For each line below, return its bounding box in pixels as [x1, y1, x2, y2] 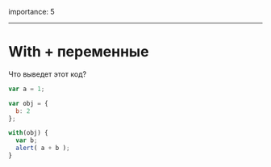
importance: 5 [8, 7, 55, 16]
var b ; [15, 136, 38, 144]
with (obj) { [8, 129, 48, 137]
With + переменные [8, 43, 149, 61]
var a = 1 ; [8, 85, 45, 93]
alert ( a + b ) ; [15, 144, 70, 152]
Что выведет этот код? [8, 69, 87, 79]
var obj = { [8, 99, 48, 107]
